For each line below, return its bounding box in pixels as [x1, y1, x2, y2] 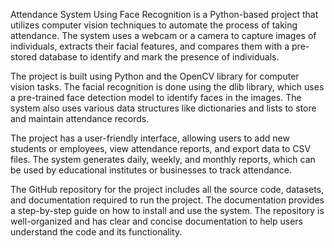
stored [10, 51, 37, 63]
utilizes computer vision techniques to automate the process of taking [10, 19, 298, 31]
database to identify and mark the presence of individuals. [38, 51, 280, 63]
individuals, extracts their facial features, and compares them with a [10, 40, 290, 52]
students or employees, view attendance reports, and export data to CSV [10, 143, 312, 154]
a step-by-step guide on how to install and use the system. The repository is [10, 205, 325, 216]
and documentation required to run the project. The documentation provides [10, 194, 325, 206]
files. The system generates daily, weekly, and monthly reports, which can [10, 154, 316, 165]
